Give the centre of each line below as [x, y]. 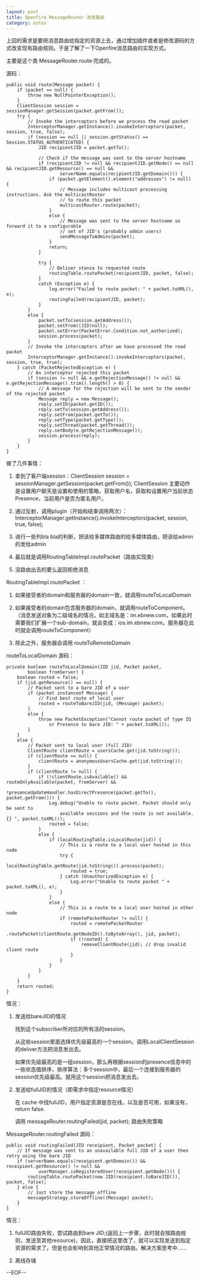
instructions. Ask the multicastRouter [56, 195]
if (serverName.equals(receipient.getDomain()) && [81, 1161]
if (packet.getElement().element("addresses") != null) [120, 179]
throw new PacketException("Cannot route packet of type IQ [115, 720]
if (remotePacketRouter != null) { [104, 919]
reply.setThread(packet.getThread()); [86, 426]
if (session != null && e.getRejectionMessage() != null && [104, 378]
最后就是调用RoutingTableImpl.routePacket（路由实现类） [86, 557]
